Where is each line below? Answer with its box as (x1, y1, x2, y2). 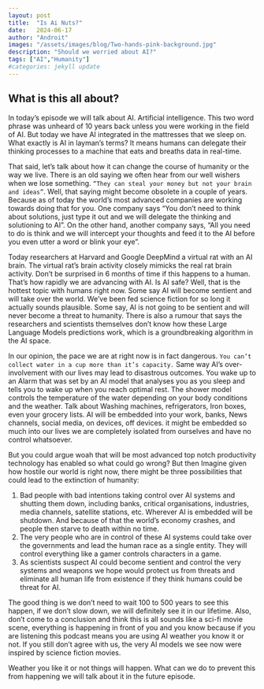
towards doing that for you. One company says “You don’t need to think (8, 203, 240, 213)
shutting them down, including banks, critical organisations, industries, (19, 498, 250, 508)
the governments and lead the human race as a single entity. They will (19, 540, 247, 550)
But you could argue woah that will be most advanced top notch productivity (8, 450, 257, 459)
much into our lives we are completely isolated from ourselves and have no (8, 426, 252, 435)
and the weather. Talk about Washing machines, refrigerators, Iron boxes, (8, 401, 247, 410)
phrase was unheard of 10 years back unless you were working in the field (8, 121, 250, 131)
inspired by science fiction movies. (8, 647, 121, 658)
